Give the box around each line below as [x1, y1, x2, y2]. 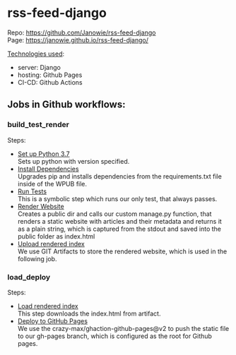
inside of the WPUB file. [17, 179, 87, 188]
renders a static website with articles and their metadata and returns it [17, 217, 223, 225]
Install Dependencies [17, 164, 79, 173]
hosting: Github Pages [17, 71, 83, 79]
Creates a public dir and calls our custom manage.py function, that [17, 210, 212, 218]
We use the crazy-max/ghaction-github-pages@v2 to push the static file [17, 324, 230, 332]
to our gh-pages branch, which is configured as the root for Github [17, 332, 212, 340]
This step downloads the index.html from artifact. [17, 309, 161, 318]
